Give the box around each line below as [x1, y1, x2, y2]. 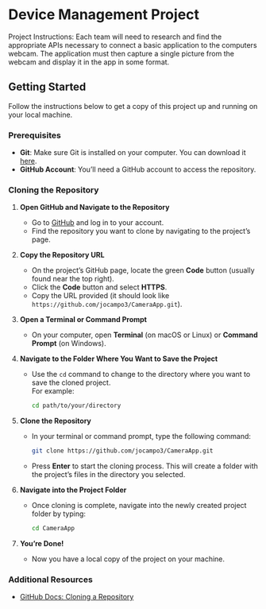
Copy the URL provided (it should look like [31, 291, 170, 301]
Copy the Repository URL [19, 250, 105, 260]
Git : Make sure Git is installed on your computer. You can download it [19, 148, 246, 157]
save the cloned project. [31, 378, 111, 387]
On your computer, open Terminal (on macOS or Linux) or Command [31, 330, 258, 339]
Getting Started [8, 80, 87, 94]
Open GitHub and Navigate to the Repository [19, 203, 170, 212]
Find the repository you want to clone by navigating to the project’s [31, 227, 251, 236]
